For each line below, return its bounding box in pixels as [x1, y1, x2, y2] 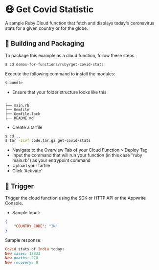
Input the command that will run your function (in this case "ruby [12, 152, 143, 158]
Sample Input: [12, 210, 41, 216]
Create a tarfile [12, 124, 43, 130]
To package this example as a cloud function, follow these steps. [5, 52, 136, 58]
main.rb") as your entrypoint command [12, 157, 91, 163]
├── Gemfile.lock [5, 112, 41, 116]
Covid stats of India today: [5, 247, 65, 251]
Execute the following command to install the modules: [5, 70, 115, 77]
